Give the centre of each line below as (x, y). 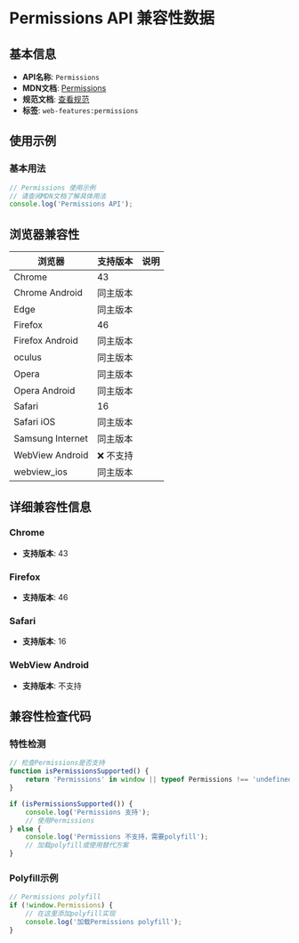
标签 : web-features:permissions (80, 110)
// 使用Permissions (60, 820)
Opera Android (44, 391)
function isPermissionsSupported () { (79, 771)
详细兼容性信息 (50, 507)
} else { (25, 829)
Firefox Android (46, 341)
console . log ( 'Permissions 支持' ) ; (88, 812)
